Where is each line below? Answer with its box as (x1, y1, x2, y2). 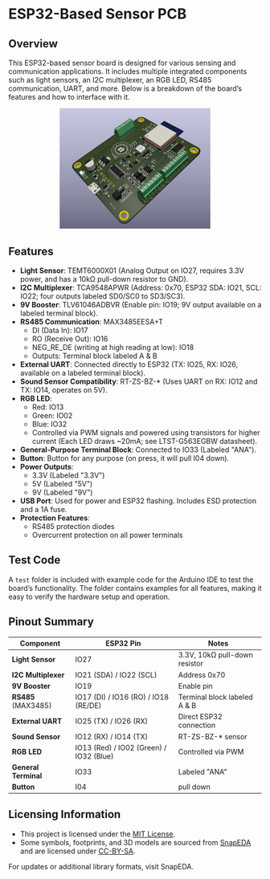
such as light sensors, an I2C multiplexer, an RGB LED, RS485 (8, 75, 212, 84)
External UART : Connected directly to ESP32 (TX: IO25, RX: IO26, (19, 360, 239, 369)
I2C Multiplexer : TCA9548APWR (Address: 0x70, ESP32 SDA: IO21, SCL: (19, 283, 262, 293)
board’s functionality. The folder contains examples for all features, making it (8, 583, 262, 592)
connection (178, 720, 215, 730)
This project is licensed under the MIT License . (19, 828, 176, 839)
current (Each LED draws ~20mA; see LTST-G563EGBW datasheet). (31, 437, 258, 446)
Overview (8, 37, 59, 51)
